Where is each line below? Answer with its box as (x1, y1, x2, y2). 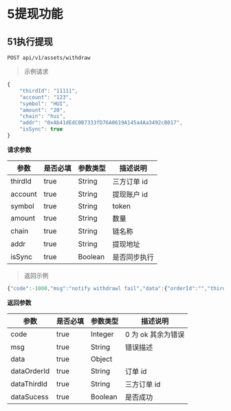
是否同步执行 (112, 252, 155, 262)
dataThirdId (10, 379, 48, 388)
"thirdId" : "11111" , (19, 87, 78, 94)
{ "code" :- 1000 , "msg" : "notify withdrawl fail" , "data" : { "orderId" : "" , (7, 285, 208, 292)
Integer (90, 329, 114, 339)
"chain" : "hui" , (19, 113, 67, 120)
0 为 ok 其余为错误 (124, 329, 185, 339)
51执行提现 (7, 36, 54, 47)
